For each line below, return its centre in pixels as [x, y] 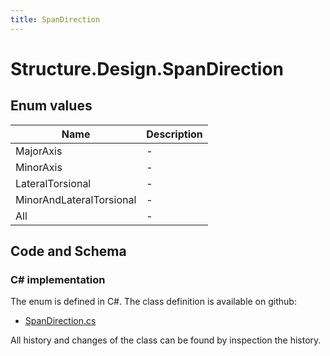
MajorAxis [39, 151]
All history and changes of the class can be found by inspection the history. [166, 340]
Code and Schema [68, 251]
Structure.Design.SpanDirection [147, 68]
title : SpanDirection [55, 19]
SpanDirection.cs [60, 321]
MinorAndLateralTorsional [76, 199]
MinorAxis [39, 167]
